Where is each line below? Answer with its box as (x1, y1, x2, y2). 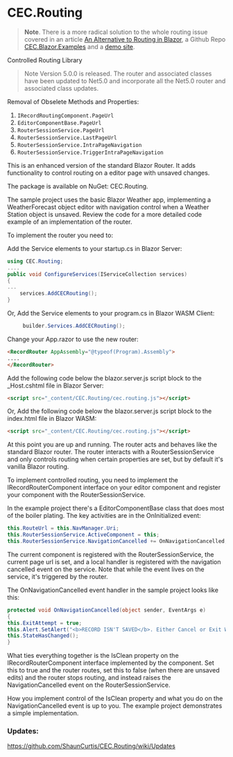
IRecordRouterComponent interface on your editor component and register (7, 483, 221, 491)
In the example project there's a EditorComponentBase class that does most (7, 504, 225, 512)
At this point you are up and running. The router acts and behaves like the (7, 440, 217, 449)
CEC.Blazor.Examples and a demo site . (24, 42, 135, 51)
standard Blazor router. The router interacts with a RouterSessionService (7, 448, 215, 456)
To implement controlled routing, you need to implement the (7, 476, 179, 485)
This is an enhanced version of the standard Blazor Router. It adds (7, 161, 196, 169)
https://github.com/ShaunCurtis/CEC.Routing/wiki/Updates (7, 742, 175, 750)
